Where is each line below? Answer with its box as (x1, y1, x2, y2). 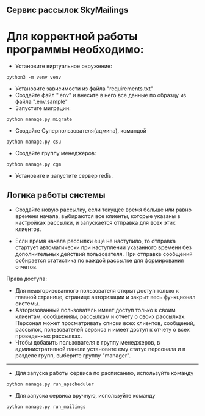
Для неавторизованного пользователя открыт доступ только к (15, 287, 179, 294)
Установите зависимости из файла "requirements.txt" (15, 85, 154, 92)
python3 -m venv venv (6, 75, 62, 81)
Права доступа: (6, 275, 48, 283)
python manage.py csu (6, 139, 62, 145)
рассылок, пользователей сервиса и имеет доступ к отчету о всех (15, 326, 190, 334)
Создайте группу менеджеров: (15, 150, 96, 157)
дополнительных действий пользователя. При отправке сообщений (15, 250, 193, 258)
